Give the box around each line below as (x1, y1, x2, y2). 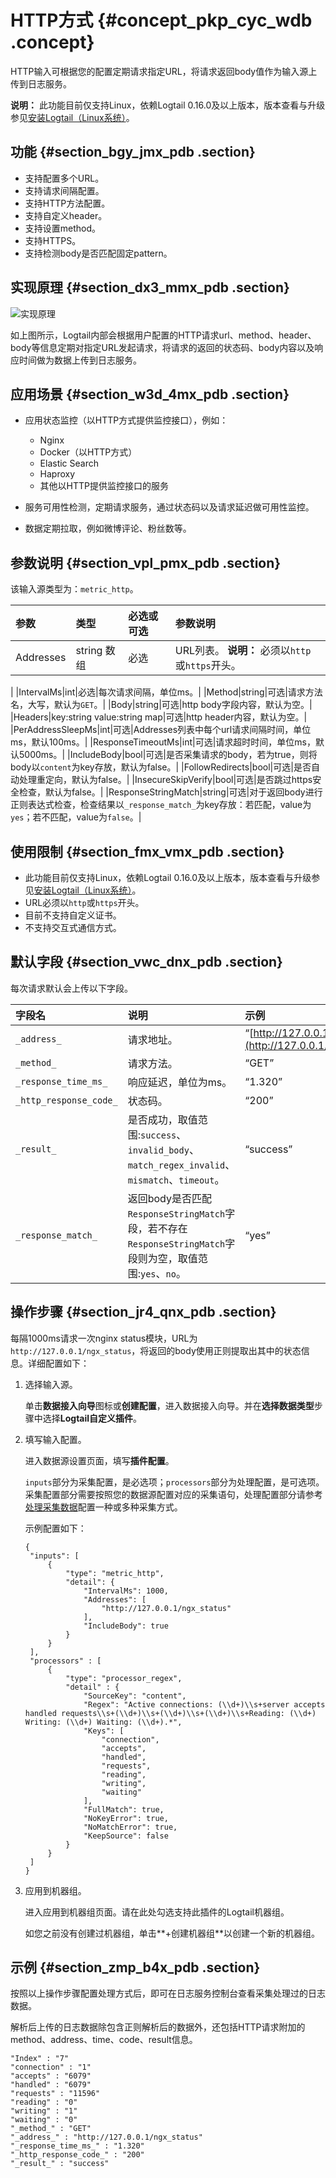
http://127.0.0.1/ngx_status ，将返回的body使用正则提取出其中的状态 (10, 1344, 302, 1356)
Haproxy (39, 468, 76, 480)
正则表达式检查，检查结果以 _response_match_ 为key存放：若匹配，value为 (10, 799, 312, 811)
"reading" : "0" (10, 2097, 78, 2108)
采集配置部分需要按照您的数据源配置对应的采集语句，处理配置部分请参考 (24, 1488, 323, 1500)
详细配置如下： (27, 1357, 90, 1369)
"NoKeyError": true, (83, 1813, 169, 1823)
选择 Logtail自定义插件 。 (42, 1412, 143, 1424)
